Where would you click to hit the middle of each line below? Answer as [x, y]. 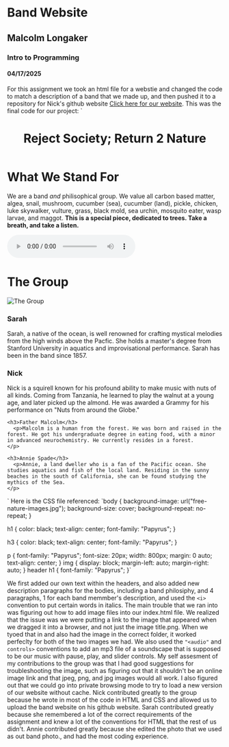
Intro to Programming [43, 58]
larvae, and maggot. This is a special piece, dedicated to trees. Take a [107, 218]
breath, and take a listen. [43, 225]
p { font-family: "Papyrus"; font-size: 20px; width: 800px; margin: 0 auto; [110, 556]
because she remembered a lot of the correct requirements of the [100, 715]
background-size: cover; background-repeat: [131, 509]
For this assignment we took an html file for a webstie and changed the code [115, 89]
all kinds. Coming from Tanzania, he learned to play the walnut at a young [110, 395]
